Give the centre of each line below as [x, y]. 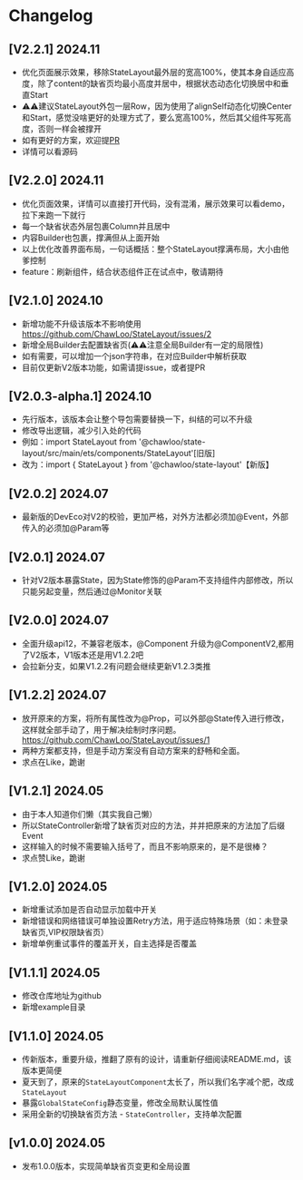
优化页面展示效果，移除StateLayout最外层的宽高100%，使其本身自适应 [154, 72]
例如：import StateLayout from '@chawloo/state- [113, 442]
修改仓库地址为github [61, 996]
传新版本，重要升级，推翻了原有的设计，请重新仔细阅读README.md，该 [156, 1058]
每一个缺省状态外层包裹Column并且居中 [96, 226]
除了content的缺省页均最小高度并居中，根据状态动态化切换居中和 [159, 83]
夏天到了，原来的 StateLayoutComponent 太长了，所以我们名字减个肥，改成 [157, 1081]
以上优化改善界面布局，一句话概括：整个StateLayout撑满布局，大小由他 [155, 249]
